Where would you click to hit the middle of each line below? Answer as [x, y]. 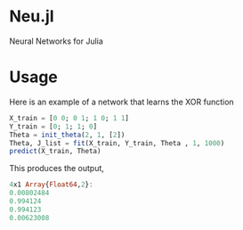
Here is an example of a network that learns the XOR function [121, 102]
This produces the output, [57, 168]
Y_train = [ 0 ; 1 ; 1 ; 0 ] [53, 127]
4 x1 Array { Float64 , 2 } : [51, 185]
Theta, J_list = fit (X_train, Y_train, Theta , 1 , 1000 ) [117, 143]
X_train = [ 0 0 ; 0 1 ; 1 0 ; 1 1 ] [69, 118]
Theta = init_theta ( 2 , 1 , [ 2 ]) [67, 135]
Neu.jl [32, 16]
